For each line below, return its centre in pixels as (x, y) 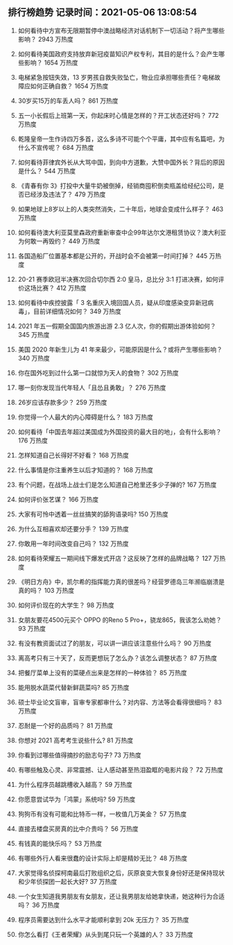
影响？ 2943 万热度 (45, 39)
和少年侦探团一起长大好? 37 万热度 (67, 881)
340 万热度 (34, 358)
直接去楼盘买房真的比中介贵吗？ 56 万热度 (78, 829)
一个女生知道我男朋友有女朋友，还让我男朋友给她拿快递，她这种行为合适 (121, 896)
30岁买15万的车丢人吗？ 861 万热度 (68, 101)
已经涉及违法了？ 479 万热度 (65, 194)
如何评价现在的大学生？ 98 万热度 (66, 605)
